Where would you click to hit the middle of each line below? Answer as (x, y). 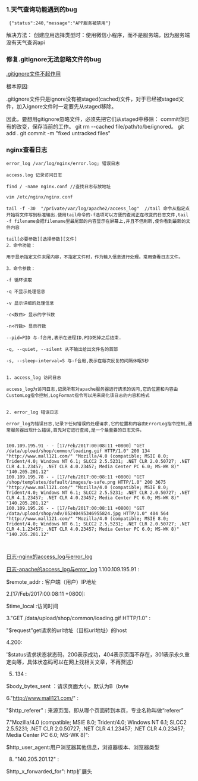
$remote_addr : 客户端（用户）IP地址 (51, 581)
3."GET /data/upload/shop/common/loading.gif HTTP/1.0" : (78, 618)
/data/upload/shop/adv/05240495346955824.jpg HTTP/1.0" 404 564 (87, 514)
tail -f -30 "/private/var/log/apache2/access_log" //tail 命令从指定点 (98, 209)
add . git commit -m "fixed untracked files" (59, 133)
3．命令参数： (21, 268)
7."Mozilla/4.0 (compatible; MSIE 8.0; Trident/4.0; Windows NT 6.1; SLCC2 (97, 722)
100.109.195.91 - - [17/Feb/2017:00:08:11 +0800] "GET (76, 446)
